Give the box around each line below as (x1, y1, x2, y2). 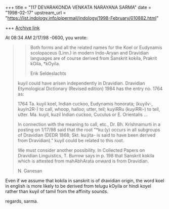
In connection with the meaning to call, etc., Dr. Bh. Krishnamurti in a (17, 121, 161, 127)
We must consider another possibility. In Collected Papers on (17, 147, 145, 153)
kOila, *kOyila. (30, 61, 60, 66)
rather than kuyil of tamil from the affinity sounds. (5, 188, 109, 194)
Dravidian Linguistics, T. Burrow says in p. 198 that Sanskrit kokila (17, 153, 154, 158)
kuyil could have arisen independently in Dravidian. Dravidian (17, 80, 145, 86)
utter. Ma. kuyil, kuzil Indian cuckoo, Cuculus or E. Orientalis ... (17, 111, 148, 117)
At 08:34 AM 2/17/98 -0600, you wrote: (5, 35, 88, 40)
